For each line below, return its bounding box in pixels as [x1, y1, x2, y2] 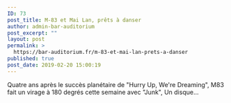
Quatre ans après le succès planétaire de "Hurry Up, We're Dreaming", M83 [7, 80, 225, 88]
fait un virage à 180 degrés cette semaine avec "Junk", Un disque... [7, 88, 200, 96]
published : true [7, 55, 54, 62]
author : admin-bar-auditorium [7, 23, 95, 30]
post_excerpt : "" [7, 29, 58, 37]
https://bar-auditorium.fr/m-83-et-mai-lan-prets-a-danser [13, 49, 189, 56]
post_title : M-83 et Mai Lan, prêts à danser [7, 17, 141, 24]
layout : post [7, 36, 45, 43]
